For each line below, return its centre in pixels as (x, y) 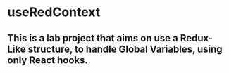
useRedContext (54, 12)
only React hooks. (48, 60)
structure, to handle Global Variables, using (125, 49)
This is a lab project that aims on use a (93, 38)
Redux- (197, 38)
